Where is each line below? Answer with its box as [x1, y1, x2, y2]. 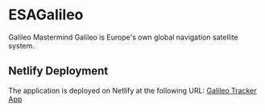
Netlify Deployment [8, 64, 109, 78]
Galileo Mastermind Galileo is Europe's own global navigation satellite [8, 32, 239, 42]
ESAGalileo [8, 6, 84, 24]
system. [8, 40, 35, 50]
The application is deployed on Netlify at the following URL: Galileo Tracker [8, 85, 257, 95]
